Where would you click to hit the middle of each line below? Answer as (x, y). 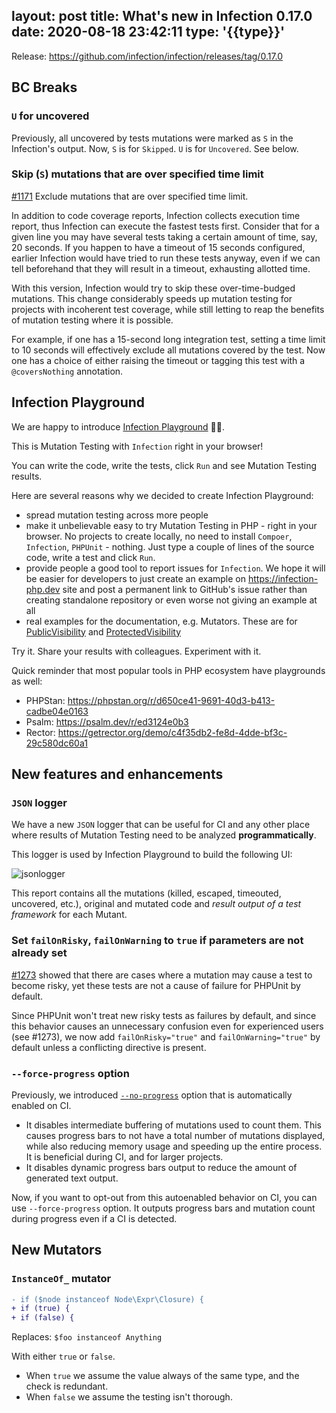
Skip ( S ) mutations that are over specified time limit (137, 174)
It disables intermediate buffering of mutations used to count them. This (173, 1125)
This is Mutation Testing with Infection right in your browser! (137, 446)
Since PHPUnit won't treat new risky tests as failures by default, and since (164, 1015)
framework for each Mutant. (69, 915)
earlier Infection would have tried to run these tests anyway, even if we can (166, 258)
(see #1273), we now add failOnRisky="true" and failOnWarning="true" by (166, 1036)
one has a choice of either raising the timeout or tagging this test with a (158, 360)
